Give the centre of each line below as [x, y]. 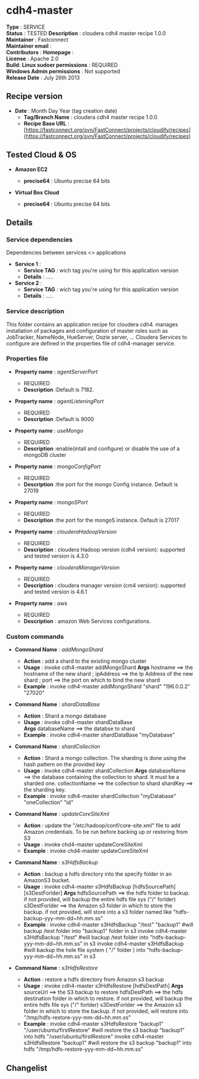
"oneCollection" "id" [48, 802]
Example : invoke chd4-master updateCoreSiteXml [86, 851]
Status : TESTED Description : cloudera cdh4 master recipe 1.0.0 [86, 33]
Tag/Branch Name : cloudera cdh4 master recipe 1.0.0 [90, 117]
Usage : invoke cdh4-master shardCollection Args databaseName [105, 771]
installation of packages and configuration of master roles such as [87, 330]
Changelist [27, 1068]
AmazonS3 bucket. [47, 880]
